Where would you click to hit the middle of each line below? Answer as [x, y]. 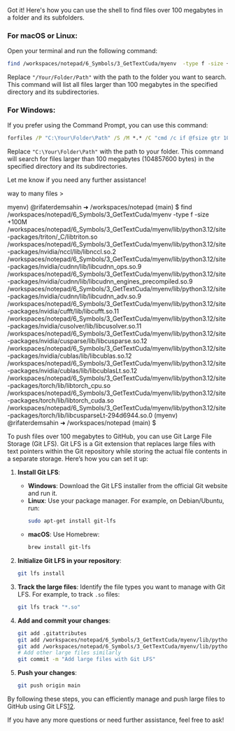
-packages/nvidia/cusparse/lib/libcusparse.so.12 [77, 341]
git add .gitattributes [52, 633]
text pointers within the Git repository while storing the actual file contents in [117, 452]
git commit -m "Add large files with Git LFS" [86, 660]
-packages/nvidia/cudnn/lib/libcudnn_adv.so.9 [74, 296]
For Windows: [31, 110]
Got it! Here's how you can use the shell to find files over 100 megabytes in [115, 10]
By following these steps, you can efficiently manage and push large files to [116, 699]
